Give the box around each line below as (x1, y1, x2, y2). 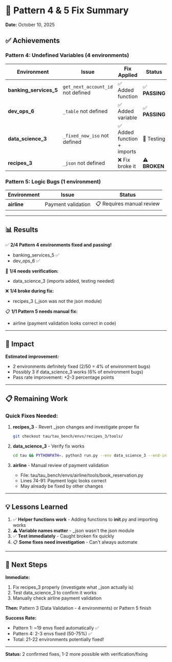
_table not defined (62, 108, 108, 115)
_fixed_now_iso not (62, 132, 109, 139)
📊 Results (5, 225, 38, 234)
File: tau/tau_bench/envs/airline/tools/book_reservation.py (20, 472, 143, 478)
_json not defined (62, 159, 105, 166)
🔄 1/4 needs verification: (5, 268, 59, 274)
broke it (117, 162, 136, 169)
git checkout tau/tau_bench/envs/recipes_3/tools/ (12, 434, 123, 439)
